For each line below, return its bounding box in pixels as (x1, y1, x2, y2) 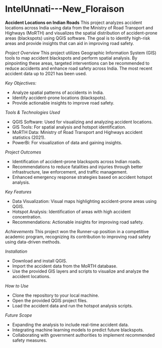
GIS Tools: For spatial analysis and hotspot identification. (12, 124, 126, 130)
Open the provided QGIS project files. (12, 297, 88, 304)
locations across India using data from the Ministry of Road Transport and (5, 24, 153, 30)
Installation (5, 248, 28, 254)
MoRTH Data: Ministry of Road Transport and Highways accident (12, 129, 143, 135)
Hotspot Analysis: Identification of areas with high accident (12, 209, 131, 215)
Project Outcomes (5, 149, 41, 155)
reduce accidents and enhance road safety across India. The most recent (5, 65, 153, 71)
